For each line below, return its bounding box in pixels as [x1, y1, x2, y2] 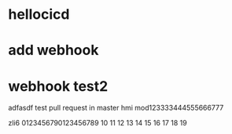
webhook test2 [8, 77, 109, 95]
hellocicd [8, 5, 70, 24]
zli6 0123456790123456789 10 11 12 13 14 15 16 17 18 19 [8, 118, 187, 128]
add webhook [8, 42, 99, 60]
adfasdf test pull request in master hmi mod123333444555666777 [8, 103, 224, 113]
